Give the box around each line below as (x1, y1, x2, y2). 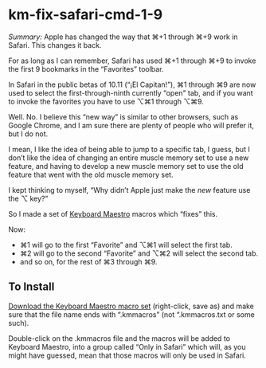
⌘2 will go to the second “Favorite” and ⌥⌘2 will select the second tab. (19, 249, 259, 258)
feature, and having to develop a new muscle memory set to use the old (8, 161, 244, 170)
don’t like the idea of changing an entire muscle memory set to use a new (8, 153, 249, 162)
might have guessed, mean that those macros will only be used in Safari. (8, 350, 247, 360)
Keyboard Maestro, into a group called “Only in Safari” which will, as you (8, 342, 246, 351)
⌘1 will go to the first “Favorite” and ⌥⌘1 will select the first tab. (19, 240, 233, 249)
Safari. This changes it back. (8, 40, 102, 49)
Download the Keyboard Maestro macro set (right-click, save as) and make (8, 301, 255, 311)
